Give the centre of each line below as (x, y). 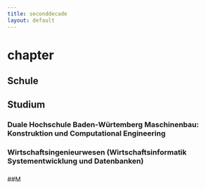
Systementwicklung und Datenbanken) (76, 161)
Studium (26, 105)
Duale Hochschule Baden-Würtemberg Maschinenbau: (103, 125)
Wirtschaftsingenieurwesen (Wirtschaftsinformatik (97, 152)
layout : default (31, 20)
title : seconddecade (38, 14)
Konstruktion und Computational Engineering (86, 133)
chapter (31, 55)
